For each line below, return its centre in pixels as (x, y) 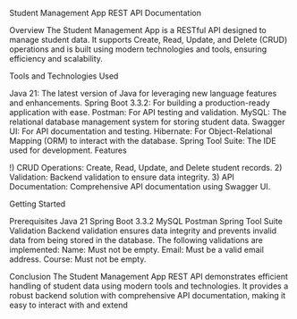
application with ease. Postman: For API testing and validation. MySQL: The (148, 112)
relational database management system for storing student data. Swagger (147, 122)
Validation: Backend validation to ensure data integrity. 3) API (122, 177)
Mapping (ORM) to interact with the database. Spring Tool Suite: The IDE (143, 141)
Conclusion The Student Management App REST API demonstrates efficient (149, 277)
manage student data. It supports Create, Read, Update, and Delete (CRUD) (148, 40)
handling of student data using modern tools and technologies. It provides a (149, 286)
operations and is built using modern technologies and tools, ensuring (138, 49)
